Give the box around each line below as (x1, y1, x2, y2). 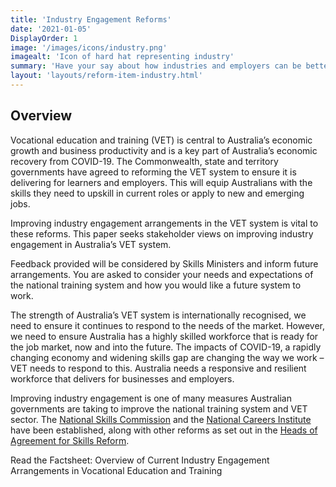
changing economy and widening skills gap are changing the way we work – (10, 351, 325, 363)
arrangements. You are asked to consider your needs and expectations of (10, 268, 314, 280)
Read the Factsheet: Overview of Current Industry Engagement (10, 454, 270, 466)
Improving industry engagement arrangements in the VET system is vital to (10, 217, 319, 229)
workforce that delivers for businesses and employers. (10, 372, 235, 385)
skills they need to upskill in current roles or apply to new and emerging (10, 187, 305, 199)
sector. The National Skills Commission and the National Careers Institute (10, 413, 312, 425)
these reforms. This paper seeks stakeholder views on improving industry (10, 227, 314, 240)
